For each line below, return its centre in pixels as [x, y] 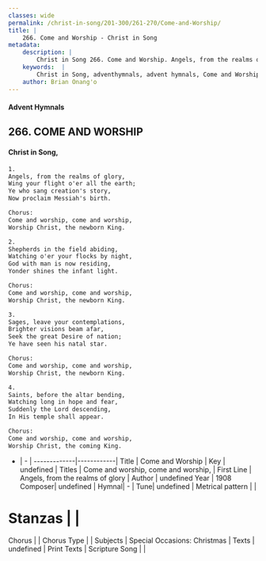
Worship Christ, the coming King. [65, 446]
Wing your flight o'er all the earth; [72, 184]
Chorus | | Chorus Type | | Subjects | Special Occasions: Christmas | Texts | [131, 540]
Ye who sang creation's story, [60, 191]
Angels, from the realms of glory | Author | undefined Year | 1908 [125, 478]
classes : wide [32, 15]
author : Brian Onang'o [60, 82]
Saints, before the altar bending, [67, 395]
